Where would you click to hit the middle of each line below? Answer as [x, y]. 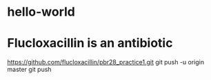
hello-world [41, 12]
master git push [29, 70]
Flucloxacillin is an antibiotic [90, 43]
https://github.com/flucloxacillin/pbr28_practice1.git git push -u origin [106, 62]
